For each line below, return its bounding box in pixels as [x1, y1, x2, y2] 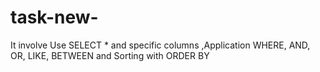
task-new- [10, 6, 99, 29]
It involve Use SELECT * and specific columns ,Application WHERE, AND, [10, 39, 311, 51]
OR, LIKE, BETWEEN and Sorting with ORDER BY [10, 49, 210, 61]
